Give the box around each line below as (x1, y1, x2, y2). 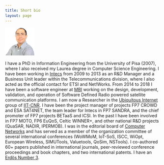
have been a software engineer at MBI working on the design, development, (5, 86, 159, 92)
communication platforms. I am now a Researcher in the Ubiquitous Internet (5, 97, 158, 103)
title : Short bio (5, 8, 41, 13)
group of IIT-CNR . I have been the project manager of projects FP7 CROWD (5, 102, 158, 108)
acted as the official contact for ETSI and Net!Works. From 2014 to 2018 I (5, 81, 153, 87)
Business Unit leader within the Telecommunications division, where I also (5, 76, 155, 82)
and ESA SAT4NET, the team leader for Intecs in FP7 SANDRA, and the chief (5, 107, 159, 113)
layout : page (5, 13, 32, 18)
